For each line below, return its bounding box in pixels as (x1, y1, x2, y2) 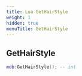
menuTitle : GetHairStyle (6, 25, 68, 32)
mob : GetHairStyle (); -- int (6, 64, 77, 70)
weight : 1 (6, 14, 31, 21)
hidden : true (6, 20, 39, 26)
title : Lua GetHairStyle (6, 8, 68, 15)
